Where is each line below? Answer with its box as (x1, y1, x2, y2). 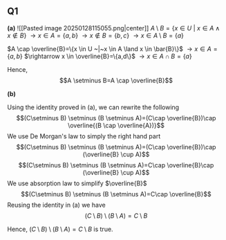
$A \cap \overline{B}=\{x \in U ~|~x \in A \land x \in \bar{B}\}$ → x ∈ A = (7, 44, 218, 53)
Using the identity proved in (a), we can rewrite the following (7, 103, 180, 111)
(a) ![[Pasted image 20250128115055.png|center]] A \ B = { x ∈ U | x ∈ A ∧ (7, 24, 220, 32)
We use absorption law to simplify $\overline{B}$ (7, 179, 147, 187)
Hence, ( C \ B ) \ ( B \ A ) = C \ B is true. (7, 225, 113, 233)
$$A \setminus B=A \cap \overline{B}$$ (59, 76, 173, 84)
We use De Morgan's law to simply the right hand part (7, 131, 161, 140)
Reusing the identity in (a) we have (7, 201, 106, 209)
